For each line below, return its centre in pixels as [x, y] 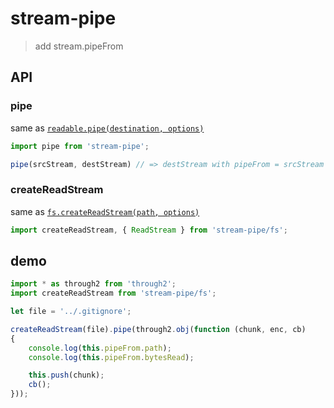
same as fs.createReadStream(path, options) [105, 211]
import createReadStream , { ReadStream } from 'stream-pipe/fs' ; [149, 230]
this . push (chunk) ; [66, 375]
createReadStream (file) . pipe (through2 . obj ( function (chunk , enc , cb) [158, 329]
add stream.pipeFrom [79, 46]
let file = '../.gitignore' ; [71, 312]
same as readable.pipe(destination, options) [107, 128]
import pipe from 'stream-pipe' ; [80, 146]
